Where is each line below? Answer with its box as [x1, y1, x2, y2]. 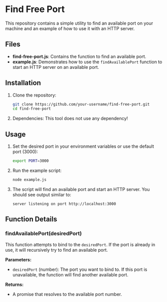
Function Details [5, 215, 58, 224]
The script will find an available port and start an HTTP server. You [12, 186, 150, 192]
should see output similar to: [12, 191, 72, 197]
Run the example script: [12, 167, 62, 173]
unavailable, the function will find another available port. [12, 271, 129, 277]
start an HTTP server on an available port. [12, 64, 99, 70]
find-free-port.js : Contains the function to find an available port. [12, 53, 146, 59]
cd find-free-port [12, 107, 51, 112]
